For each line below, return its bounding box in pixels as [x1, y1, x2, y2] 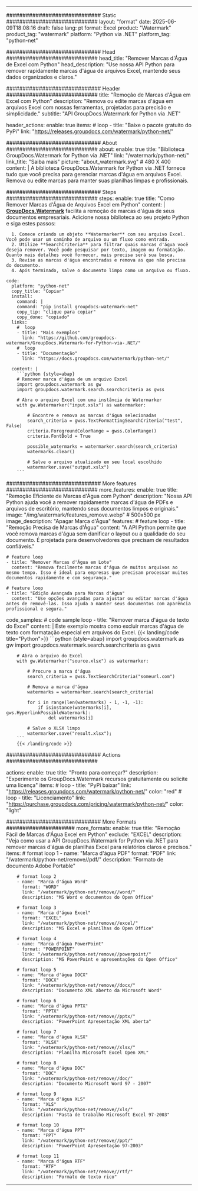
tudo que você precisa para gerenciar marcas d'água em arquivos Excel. [6, 171, 183, 177]
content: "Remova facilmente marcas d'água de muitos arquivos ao [11, 564, 178, 570]
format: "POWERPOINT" [21, 946, 75, 952]
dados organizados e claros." [6, 73, 77, 80]
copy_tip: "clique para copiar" [16, 309, 96, 315]
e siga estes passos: [6, 220, 56, 227]
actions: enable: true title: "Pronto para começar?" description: [6, 769, 158, 776]
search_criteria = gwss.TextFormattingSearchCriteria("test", [27, 418, 183, 424]
